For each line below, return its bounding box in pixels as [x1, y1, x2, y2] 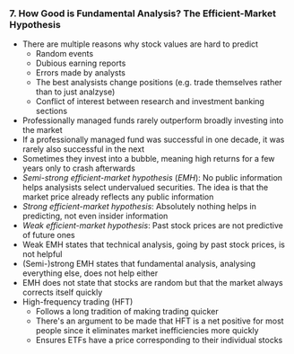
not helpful [22, 249, 63, 260]
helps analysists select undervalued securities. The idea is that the [22, 182, 269, 193]
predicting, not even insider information [22, 210, 169, 222]
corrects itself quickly [22, 287, 103, 298]
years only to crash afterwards [22, 163, 136, 173]
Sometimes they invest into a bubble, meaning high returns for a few [22, 154, 275, 164]
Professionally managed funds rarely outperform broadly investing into [22, 115, 284, 126]
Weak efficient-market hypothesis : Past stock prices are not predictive [22, 220, 284, 231]
